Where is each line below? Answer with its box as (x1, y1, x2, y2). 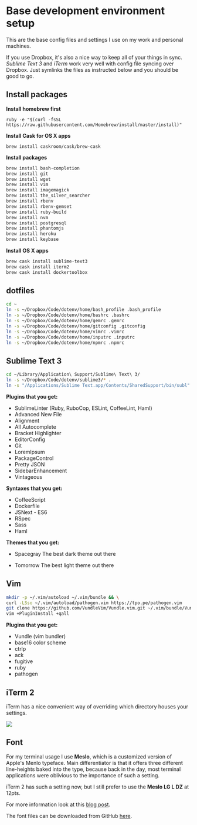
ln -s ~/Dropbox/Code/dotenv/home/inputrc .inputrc (6, 334, 135, 340)
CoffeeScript (14, 496, 46, 503)
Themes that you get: (6, 539, 60, 546)
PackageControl (14, 455, 54, 462)
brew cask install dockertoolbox (6, 269, 88, 275)
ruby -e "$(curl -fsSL (6, 117, 62, 122)
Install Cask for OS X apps (6, 132, 71, 139)
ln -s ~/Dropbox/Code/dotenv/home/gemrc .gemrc (6, 318, 125, 324)
